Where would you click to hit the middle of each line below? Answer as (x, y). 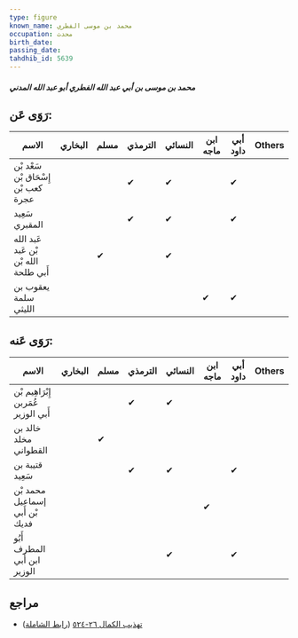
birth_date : (31, 42)
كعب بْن (28, 188)
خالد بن (27, 429)
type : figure (33, 17)
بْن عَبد (26, 250)
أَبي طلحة (31, 272)
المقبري (28, 224)
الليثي (24, 309)
